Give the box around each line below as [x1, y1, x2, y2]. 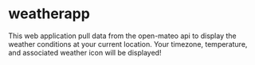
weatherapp [8, 5, 90, 23]
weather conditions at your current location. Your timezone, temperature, [8, 39, 248, 48]
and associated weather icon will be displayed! [8, 48, 162, 57]
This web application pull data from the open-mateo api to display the [8, 31, 237, 40]
